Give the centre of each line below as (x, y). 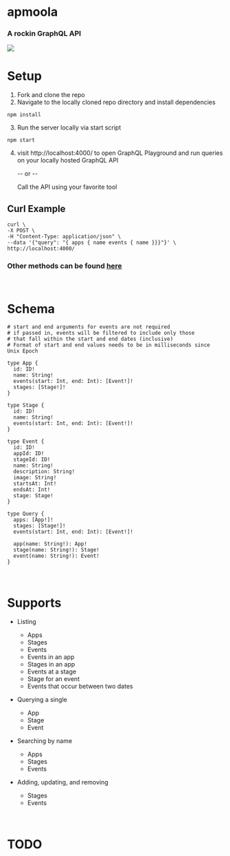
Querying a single (42, 700)
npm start (21, 140)
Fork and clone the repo (51, 95)
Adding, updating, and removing (62, 782)
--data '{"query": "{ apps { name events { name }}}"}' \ (92, 243)
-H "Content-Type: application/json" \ (64, 237)
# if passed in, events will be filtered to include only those (101, 333)
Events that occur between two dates (80, 687)
